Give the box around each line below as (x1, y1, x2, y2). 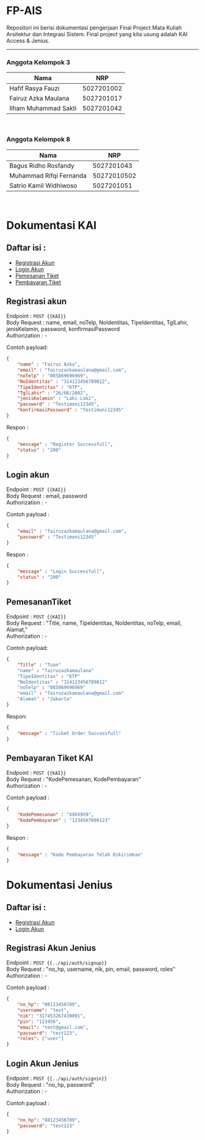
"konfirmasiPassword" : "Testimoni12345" (17, 407, 124, 413)
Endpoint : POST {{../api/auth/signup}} (6, 959, 107, 967)
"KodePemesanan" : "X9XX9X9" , (17, 812, 95, 818)
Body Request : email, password (6, 493, 87, 500)
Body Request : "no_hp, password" (6, 1081, 95, 1089)
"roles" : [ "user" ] (17, 1036, 64, 1042)
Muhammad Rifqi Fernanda (9, 171, 87, 179)
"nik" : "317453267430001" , (17, 1013, 86, 1019)
